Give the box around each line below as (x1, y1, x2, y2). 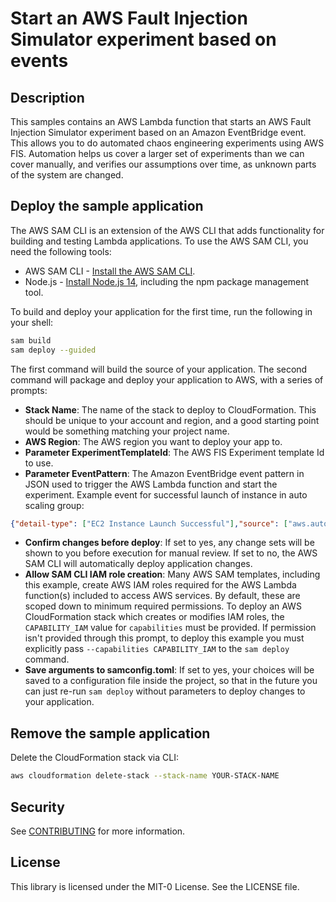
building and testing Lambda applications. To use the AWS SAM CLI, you (10, 235, 309, 247)
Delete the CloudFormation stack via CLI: (10, 752, 179, 764)
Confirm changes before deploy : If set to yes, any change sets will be (24, 537, 315, 549)
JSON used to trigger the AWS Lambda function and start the (24, 478, 278, 490)
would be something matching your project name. (24, 425, 230, 437)
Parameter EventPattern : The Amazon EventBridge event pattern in (24, 467, 305, 479)
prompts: (10, 384, 48, 396)
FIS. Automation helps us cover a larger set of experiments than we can (10, 148, 305, 159)
